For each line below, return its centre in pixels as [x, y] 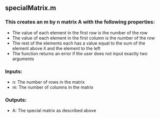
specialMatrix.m [31, 8]
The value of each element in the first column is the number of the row [83, 38]
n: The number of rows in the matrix [48, 82]
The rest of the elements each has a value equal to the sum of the [79, 43]
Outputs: [16, 100]
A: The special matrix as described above [54, 111]
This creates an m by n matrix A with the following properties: [80, 22]
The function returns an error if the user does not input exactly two [80, 53]
